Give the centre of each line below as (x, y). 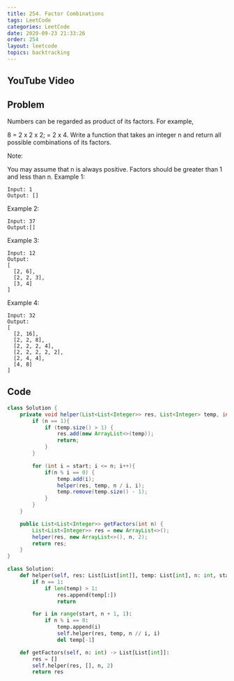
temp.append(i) (79, 627)
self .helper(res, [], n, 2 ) (73, 666)
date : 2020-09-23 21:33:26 (46, 33)
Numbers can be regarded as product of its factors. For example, (100, 121)
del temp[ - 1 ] (76, 640)
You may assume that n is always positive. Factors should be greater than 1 (115, 170)
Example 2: (23, 209)
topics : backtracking (39, 53)
